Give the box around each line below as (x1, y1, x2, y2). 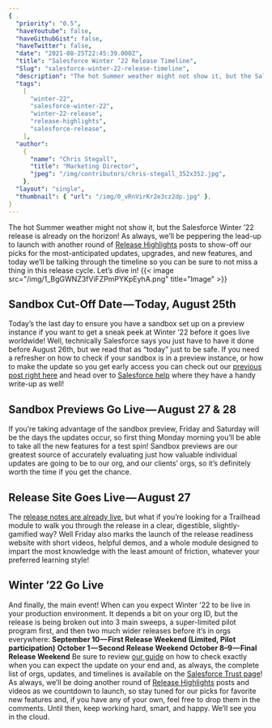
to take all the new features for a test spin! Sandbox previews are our (8, 441, 238, 451)
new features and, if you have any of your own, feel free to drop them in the (8, 694, 261, 705)
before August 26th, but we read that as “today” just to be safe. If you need (8, 345, 260, 355)
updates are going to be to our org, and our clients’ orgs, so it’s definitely (8, 458, 251, 468)
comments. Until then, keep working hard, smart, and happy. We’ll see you (8, 703, 257, 713)
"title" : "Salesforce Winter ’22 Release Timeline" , (15, 57, 198, 66)
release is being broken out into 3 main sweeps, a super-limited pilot (8, 617, 236, 627)
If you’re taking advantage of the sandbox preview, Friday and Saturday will (8, 424, 260, 434)
